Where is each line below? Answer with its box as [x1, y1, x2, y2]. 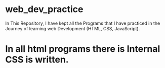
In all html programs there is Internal [5, 43, 160, 55]
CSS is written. [5, 54, 69, 65]
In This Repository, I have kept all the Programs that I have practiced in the [5, 20, 160, 26]
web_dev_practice [5, 4, 84, 15]
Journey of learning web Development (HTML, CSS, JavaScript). [5, 25, 140, 31]
